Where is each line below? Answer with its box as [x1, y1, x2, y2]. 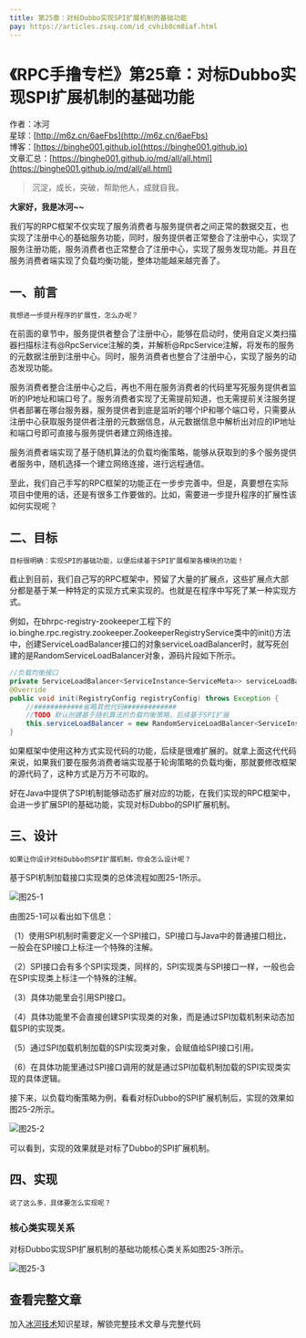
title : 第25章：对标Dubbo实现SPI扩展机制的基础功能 [9, 13, 188, 23]
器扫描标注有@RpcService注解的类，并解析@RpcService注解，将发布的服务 [9, 340, 295, 351]
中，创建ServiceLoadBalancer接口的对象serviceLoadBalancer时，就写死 [9, 638, 281, 649]
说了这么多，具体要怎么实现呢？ [9, 1198, 112, 1207]
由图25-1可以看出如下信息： [9, 911, 114, 922]
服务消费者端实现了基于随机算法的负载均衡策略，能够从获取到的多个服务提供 [9, 447, 297, 458]
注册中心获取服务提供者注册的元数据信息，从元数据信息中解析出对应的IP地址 [9, 416, 296, 427]
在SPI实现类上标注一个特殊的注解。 [9, 972, 142, 983]
